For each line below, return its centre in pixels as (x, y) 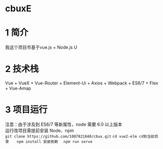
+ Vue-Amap (18, 88)
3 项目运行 (26, 110)
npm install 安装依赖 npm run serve (55, 142)
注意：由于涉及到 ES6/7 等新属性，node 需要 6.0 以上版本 (64, 124)
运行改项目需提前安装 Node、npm (40, 130)
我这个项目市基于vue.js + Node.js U (41, 47)
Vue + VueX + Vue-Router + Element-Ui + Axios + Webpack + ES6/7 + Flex (82, 83)
